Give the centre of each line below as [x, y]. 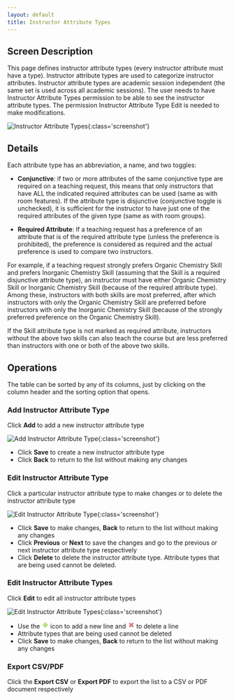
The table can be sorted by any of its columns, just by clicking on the [107, 384]
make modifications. [36, 113]
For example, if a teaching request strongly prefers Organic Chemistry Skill [115, 265]
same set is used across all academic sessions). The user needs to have [111, 90]
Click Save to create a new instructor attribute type [91, 452]
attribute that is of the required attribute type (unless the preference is [118, 237]
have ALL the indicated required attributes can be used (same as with [117, 194]
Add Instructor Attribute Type [58, 410]
